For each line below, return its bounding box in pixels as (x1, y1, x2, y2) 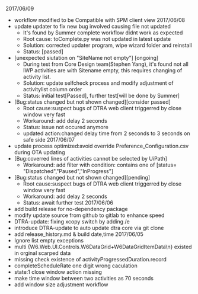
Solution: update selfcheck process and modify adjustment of (23, 79, 174, 87)
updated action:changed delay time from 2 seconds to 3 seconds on (23, 130, 190, 137)
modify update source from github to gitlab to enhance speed (14, 212, 165, 219)
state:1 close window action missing (14, 269, 102, 275)
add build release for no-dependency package (14, 206, 128, 212)
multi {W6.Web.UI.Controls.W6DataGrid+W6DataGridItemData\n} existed (14, 243, 192, 250)
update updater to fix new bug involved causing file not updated (14, 23, 171, 30)
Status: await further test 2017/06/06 (23, 199, 114, 206)
